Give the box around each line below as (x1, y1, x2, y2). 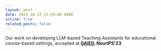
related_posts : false (5, 21, 51, 26)
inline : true (5, 16, 33, 21)
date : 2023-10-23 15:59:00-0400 (5, 12, 73, 17)
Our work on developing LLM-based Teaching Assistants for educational (5, 35, 156, 41)
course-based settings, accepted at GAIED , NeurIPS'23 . (5, 40, 123, 46)
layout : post (5, 7, 33, 12)
